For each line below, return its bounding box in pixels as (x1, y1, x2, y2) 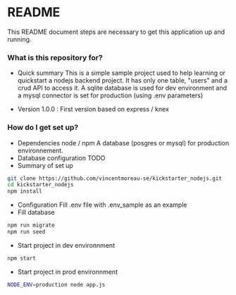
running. (7, 35, 32, 43)
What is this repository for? (7, 52, 104, 62)
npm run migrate (7, 222, 55, 229)
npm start (7, 255, 37, 262)
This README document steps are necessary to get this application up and (7, 28, 225, 36)
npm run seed (7, 229, 46, 236)
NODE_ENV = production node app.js (7, 281, 106, 288)
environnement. (17, 146, 63, 155)
